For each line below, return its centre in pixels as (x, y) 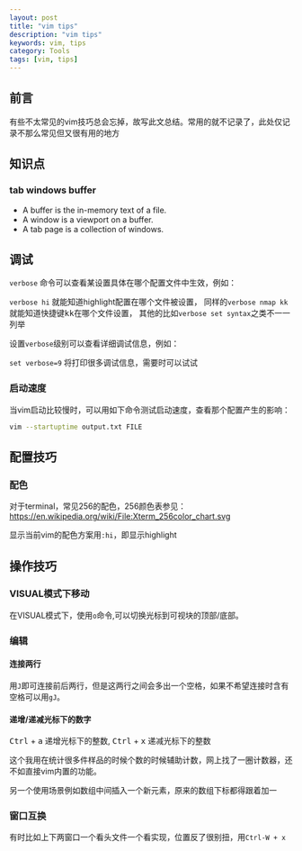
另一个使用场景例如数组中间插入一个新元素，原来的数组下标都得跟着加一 (143, 791)
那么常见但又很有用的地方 (72, 132)
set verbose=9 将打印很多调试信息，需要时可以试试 (104, 363)
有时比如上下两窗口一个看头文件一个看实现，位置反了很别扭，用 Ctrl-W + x (147, 837)
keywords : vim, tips (48, 43)
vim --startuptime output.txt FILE (76, 427)
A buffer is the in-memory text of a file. (94, 210)
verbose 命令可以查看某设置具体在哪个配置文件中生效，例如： (123, 283)
